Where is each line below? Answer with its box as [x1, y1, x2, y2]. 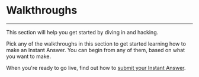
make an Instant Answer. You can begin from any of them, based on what [6, 46, 185, 53]
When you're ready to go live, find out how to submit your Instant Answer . [6, 64, 186, 71]
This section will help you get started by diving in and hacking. [6, 28, 159, 36]
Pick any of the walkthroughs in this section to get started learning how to [6, 40, 187, 47]
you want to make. [6, 53, 52, 60]
